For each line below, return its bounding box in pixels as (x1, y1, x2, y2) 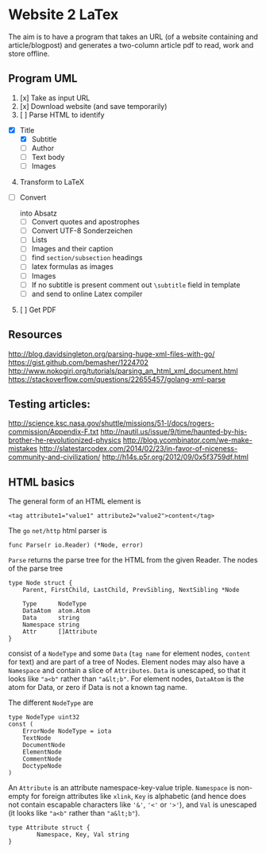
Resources (8, 328, 63, 341)
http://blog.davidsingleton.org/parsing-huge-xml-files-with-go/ (8, 349, 215, 359)
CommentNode (22, 755, 62, 763)
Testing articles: (8, 397, 91, 411)
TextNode (22, 734, 52, 742)
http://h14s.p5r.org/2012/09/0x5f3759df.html (102, 452, 249, 462)
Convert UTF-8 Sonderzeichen (31, 226, 133, 236)
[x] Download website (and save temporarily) (19, 101, 168, 111)
